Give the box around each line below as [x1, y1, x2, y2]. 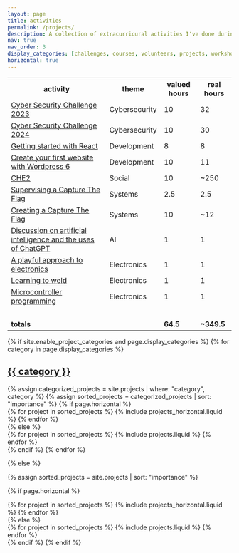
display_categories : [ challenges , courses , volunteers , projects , [7, 51, 208, 58]
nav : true [7, 37, 37, 44]
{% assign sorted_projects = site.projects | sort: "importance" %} [7, 472, 199, 481]
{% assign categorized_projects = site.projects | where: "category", [7, 384, 205, 393]
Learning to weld [11, 275, 68, 285]
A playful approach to [11, 254, 83, 264]
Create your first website [11, 153, 94, 162]
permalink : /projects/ [7, 24, 75, 31]
